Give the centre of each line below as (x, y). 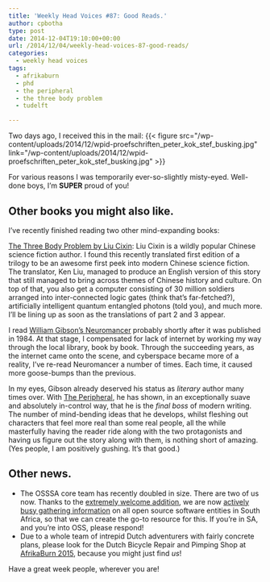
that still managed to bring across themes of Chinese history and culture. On (135, 280)
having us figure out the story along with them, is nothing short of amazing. (133, 439)
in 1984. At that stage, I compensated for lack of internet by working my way (135, 339)
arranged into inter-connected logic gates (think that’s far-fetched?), (122, 297)
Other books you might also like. (91, 211)
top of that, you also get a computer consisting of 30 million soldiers (122, 289)
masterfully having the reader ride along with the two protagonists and (125, 431)
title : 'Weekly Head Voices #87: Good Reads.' (88, 16)
